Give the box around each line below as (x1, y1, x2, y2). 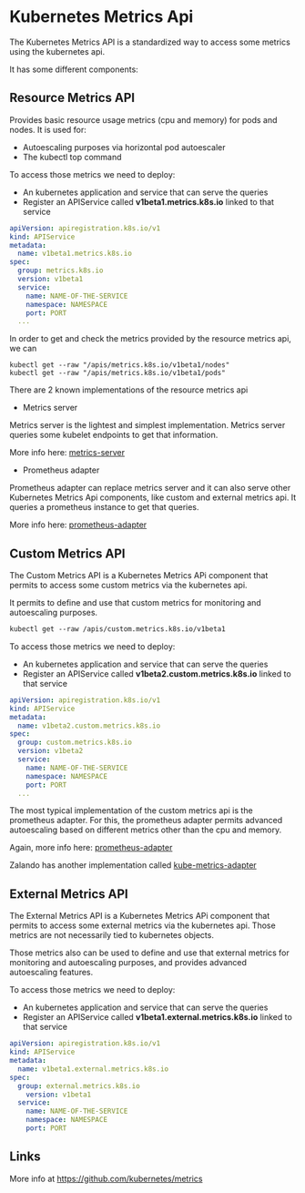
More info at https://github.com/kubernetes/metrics (9, 1173, 203, 1184)
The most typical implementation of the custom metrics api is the (9, 805, 253, 816)
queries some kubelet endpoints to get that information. (9, 430, 219, 441)
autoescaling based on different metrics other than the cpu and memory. (9, 824, 282, 835)
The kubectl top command (22, 151, 122, 162)
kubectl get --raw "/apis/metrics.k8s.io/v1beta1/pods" (9, 369, 226, 378)
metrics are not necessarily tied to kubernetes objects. (9, 930, 214, 941)
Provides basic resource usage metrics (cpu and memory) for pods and (9, 114, 278, 125)
